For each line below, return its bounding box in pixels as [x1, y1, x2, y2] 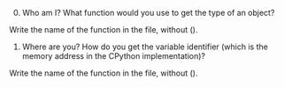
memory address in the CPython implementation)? [21, 51, 206, 61]
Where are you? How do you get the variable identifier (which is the [21, 41, 268, 52]
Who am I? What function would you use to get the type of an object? [21, 8, 275, 18]
